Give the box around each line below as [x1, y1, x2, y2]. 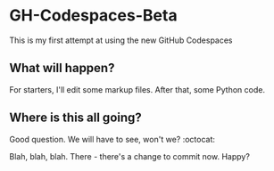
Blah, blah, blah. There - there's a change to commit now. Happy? [9, 151, 250, 161]
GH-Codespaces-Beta [9, 5, 178, 26]
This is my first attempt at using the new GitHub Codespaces [9, 35, 234, 45]
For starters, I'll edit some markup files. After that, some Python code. [9, 84, 266, 94]
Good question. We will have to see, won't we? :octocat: [9, 134, 216, 144]
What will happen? [9, 61, 115, 76]
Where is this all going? [9, 110, 143, 126]
